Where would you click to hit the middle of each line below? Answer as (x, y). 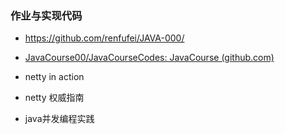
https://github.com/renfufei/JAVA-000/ (104, 38)
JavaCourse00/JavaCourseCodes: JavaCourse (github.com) (149, 58)
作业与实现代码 (46, 15)
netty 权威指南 (54, 98)
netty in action (54, 77)
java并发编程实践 (59, 119)
